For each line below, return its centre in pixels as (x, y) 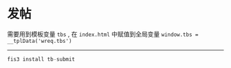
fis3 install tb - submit (41, 59)
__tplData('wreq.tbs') (40, 41)
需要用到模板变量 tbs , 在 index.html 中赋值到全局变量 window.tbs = (103, 34)
